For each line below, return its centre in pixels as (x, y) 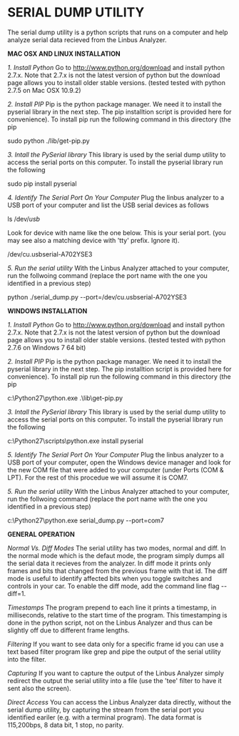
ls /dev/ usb (24, 219)
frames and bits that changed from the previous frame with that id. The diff (117, 571)
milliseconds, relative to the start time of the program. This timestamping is (117, 615)
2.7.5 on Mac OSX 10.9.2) (44, 90)
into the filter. (27, 659)
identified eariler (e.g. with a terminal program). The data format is (105, 717)
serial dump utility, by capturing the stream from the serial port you (106, 710)
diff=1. (17, 593)
